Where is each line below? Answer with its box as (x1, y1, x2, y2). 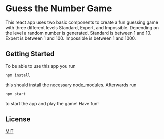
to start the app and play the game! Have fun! (5, 100, 99, 106)
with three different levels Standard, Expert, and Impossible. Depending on (5, 24, 159, 30)
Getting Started (5, 50, 55, 58)
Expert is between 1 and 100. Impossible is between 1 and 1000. (5, 35, 136, 41)
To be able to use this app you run (5, 63, 76, 69)
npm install (5, 73, 30, 78)
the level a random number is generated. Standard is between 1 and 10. (5, 30, 152, 36)
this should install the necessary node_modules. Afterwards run (5, 82, 137, 88)
